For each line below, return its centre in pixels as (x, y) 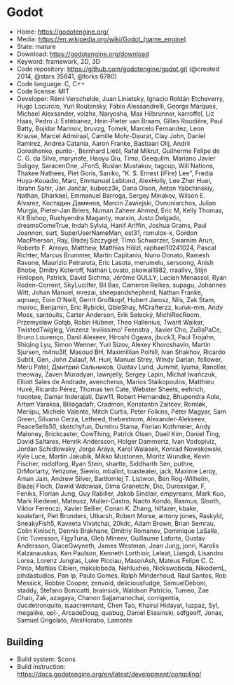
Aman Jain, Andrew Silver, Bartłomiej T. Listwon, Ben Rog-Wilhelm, (113, 478)
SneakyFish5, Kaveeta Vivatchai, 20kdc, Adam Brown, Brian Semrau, (116, 523)
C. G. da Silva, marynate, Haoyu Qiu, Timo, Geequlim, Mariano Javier (116, 158)
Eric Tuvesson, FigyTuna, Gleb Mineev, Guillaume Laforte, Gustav (111, 538)
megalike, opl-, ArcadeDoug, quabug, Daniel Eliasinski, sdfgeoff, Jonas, (120, 612)
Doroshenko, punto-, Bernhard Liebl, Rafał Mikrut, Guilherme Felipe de (118, 151)
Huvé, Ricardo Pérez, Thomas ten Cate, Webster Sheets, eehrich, (111, 389)
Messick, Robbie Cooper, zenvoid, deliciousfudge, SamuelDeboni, (112, 583)
